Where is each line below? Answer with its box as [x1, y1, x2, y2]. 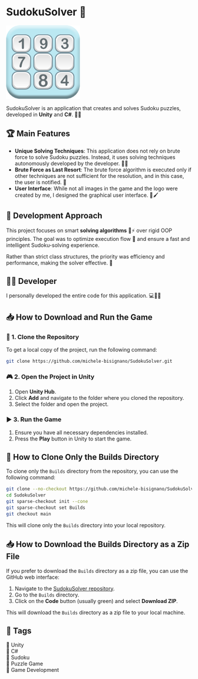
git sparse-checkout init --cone [6, 499, 88, 505]
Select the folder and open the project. [14, 400, 109, 408]
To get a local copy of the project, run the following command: [6, 346, 157, 353]
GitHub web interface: [6, 574, 60, 581]
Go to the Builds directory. [14, 591, 80, 598]
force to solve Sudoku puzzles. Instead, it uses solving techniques [14, 153, 176, 161]
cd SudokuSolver [6, 492, 46, 498]
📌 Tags [6, 625, 32, 635]
